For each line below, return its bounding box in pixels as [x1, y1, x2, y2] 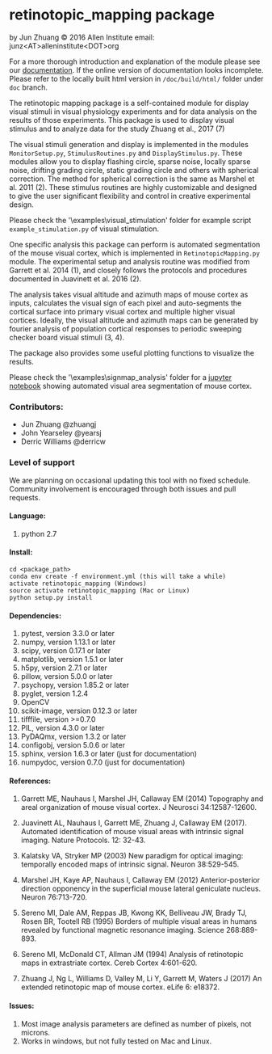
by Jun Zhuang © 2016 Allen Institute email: [9, 32, 155, 42]
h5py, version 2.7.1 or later [20, 663, 108, 672]
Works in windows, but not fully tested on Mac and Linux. [20, 1036, 212, 1046]
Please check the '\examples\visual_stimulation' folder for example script [9, 215, 252, 225]
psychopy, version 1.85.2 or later [20, 681, 130, 690]
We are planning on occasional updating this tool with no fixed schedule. [9, 475, 251, 485]
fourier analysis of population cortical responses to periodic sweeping [9, 323, 242, 333]
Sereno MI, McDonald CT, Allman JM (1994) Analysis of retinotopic [20, 950, 245, 959]
